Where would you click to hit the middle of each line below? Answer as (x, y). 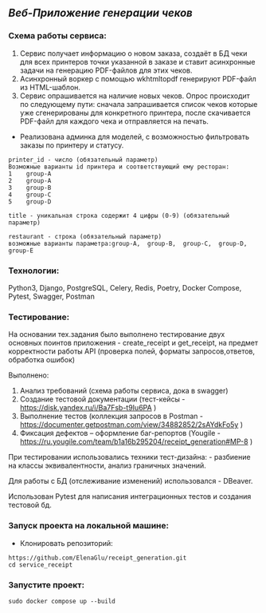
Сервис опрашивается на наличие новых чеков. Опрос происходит (135, 96)
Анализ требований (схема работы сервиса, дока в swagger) (124, 391)
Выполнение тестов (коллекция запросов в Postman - (111, 416)
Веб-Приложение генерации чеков (100, 13)
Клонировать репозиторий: (66, 543)
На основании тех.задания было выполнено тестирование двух (117, 334)
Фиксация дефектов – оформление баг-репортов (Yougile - (120, 433)
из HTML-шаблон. (50, 87)
